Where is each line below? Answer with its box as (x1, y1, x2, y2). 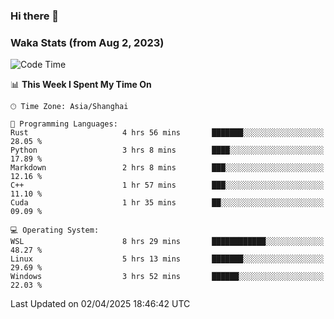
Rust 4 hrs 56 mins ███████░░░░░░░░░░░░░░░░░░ (10, 128, 325, 138)
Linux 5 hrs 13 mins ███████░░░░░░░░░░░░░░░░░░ (10, 254, 325, 264)
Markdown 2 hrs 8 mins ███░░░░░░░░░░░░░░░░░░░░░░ (10, 163, 325, 173)
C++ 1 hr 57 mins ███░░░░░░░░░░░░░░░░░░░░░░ (10, 180, 325, 191)
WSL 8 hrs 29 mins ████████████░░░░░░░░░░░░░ (10, 237, 325, 247)
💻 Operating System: (10, 225, 100, 236)
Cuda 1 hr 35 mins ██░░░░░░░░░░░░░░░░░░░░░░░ (10, 198, 325, 208)
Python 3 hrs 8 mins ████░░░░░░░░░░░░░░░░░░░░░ (10, 145, 325, 156)
